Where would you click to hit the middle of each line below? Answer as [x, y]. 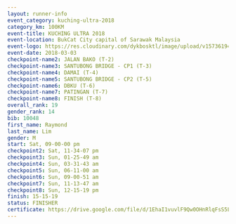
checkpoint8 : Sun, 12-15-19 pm [53, 190]
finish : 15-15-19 [33, 197]
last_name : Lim [29, 131]
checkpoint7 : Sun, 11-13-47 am [53, 183]
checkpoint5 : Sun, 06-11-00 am [53, 170]
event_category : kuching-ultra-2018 [61, 20]
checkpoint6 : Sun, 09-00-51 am [53, 177]
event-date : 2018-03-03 [42, 53]
